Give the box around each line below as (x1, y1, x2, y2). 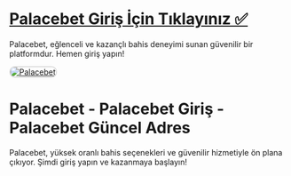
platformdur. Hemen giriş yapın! (9, 48, 125, 59)
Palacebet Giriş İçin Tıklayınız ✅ (9, 9, 248, 29)
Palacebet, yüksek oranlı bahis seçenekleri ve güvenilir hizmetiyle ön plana (9, 147, 283, 157)
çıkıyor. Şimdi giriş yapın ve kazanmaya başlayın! (9, 156, 188, 167)
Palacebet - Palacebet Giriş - (9, 99, 224, 119)
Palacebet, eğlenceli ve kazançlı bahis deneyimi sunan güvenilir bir (9, 38, 254, 49)
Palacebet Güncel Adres (9, 118, 191, 138)
